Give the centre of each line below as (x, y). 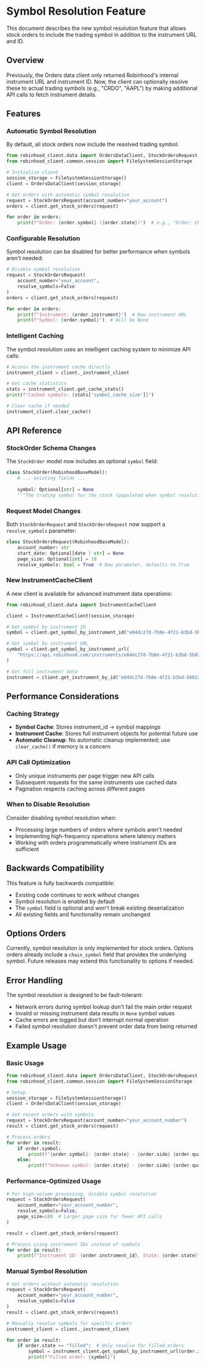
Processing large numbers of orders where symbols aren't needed (99, 830)
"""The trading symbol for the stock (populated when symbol (96, 495)
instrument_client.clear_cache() (49, 411)
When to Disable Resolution (48, 805)
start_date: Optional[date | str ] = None (70, 553)
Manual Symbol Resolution (47, 1271)
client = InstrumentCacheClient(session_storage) (71, 616)
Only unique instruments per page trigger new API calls (85, 776)
